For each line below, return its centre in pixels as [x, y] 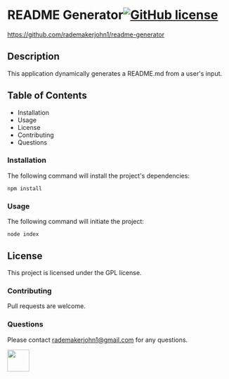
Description [33, 56]
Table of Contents [47, 96]
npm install [25, 188]
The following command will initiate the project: [76, 222]
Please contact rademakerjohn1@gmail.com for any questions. [98, 340]
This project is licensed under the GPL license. [74, 272]
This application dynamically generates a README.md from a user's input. [115, 73]
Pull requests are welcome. [46, 306]
